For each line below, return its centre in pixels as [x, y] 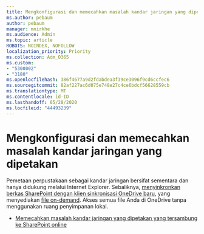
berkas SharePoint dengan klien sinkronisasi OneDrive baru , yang [88, 194]
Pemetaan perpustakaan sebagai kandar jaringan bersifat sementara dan [97, 181]
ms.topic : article [29, 40]
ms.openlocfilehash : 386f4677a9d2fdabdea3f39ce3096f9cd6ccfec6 [88, 80]
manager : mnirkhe [28, 29]
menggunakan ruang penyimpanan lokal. [57, 207]
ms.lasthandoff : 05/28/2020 [42, 102]
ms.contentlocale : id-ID [38, 97]
